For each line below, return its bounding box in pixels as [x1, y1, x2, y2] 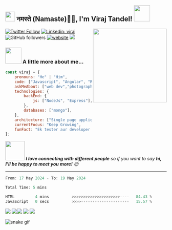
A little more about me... [22, 58, 84, 65]
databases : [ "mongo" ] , [24, 108, 72, 113]
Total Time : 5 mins [5, 185, 47, 190]
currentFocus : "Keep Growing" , [14, 122, 81, 127]
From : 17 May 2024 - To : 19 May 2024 [5, 176, 86, 181]
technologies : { [14, 89, 50, 94]
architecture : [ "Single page [14, 117, 77, 122]
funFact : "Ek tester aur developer [14, 127, 91, 132]
